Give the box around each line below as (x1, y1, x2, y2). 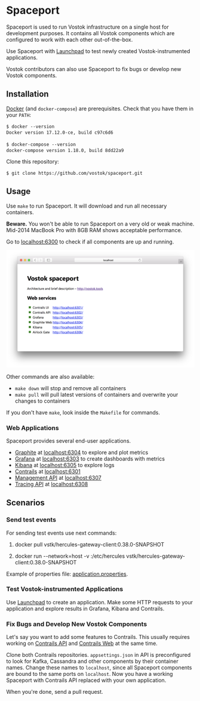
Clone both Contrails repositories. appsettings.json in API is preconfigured (6, 651, 191, 659)
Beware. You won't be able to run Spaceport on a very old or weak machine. (6, 220, 195, 227)
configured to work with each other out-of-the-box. (6, 36, 133, 43)
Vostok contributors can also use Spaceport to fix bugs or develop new (6, 65, 181, 72)
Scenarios (6, 498, 45, 508)
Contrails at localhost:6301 (14, 468, 81, 475)
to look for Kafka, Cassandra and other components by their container (6, 657, 179, 665)
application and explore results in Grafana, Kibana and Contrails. (6, 605, 165, 612)
